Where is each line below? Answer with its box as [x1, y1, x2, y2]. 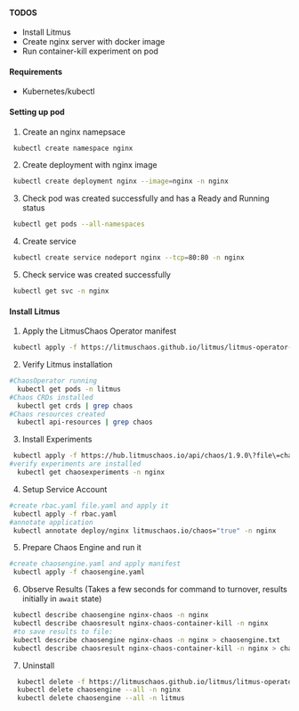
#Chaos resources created [9, 409, 105, 418]
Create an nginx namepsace [21, 126, 126, 137]
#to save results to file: [12, 627, 114, 636]
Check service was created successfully [21, 269, 172, 280]
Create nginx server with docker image [21, 37, 166, 47]
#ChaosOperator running [9, 376, 98, 385]
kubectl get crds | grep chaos [17, 401, 133, 410]
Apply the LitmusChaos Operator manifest [21, 326, 177, 336]
